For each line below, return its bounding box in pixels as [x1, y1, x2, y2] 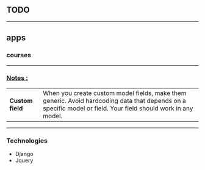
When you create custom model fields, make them [42, 88, 187, 97]
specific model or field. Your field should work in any [42, 104, 193, 112]
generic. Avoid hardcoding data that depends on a [42, 96, 186, 105]
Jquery [15, 157, 34, 164]
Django [15, 151, 34, 158]
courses [6, 51, 32, 60]
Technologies [6, 136, 48, 145]
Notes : [6, 74, 29, 82]
